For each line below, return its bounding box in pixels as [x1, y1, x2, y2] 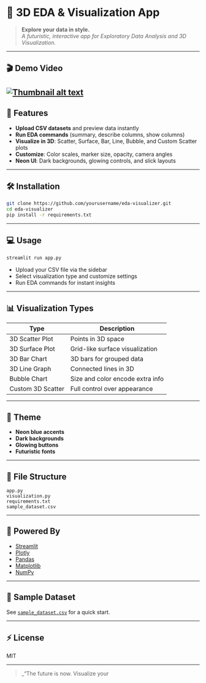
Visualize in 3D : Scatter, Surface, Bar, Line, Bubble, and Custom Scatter [15, 137, 197, 145]
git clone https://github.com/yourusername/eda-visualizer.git [6, 201, 172, 207]
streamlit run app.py [6, 255, 62, 261]
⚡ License [6, 633, 45, 643]
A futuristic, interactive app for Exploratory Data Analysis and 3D [21, 32, 187, 39]
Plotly [15, 549, 30, 556]
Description [99, 325, 135, 333]
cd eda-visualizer [6, 206, 53, 212]
